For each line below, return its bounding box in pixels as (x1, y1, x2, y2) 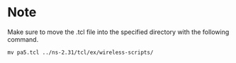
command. (7, 35, 39, 43)
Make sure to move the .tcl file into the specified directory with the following (7, 28, 230, 36)
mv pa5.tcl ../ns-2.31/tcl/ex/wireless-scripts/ (7, 49, 154, 56)
